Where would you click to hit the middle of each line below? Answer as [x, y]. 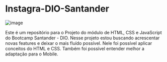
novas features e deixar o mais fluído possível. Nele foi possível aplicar [79, 43]
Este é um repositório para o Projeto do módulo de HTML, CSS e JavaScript [83, 32]
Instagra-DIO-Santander [57, 9]
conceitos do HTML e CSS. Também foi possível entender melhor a [75, 48]
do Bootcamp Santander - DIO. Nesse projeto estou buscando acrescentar [82, 38]
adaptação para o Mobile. [32, 54]
